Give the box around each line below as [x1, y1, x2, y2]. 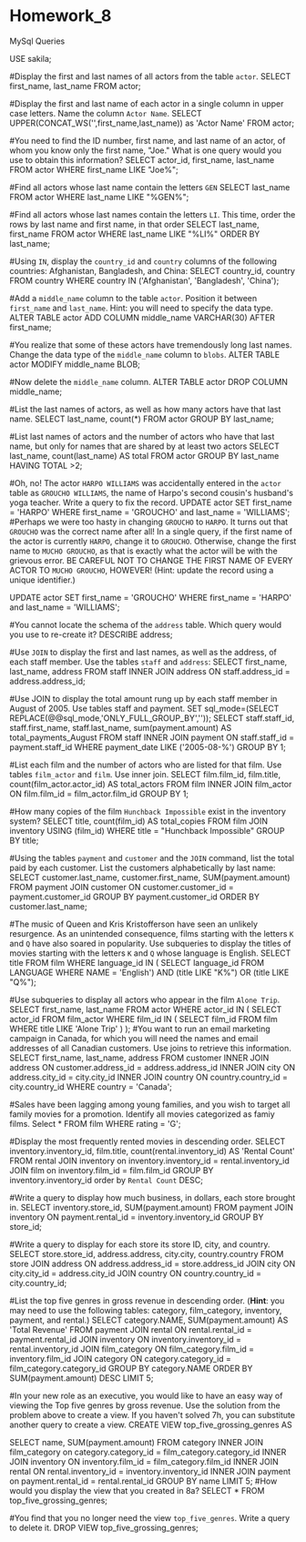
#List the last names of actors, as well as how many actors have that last [9, 403, 281, 414]
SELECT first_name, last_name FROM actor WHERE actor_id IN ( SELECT [9, 1003, 282, 1015]
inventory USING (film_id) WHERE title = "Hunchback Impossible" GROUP [9, 825, 285, 836]
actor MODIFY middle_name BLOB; [9, 359, 141, 370]
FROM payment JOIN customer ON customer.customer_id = [9, 881, 234, 892]
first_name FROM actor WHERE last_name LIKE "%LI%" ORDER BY [9, 228, 260, 239]
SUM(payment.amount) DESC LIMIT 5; [9, 1372, 154, 1384]
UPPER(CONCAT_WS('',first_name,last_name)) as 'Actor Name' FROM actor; [9, 117, 294, 128]
